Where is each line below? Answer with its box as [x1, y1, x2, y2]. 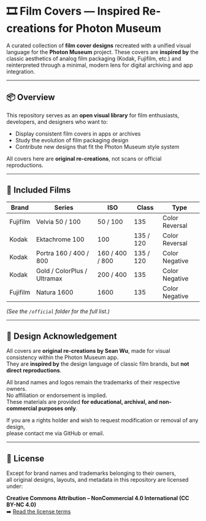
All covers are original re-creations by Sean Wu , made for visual [6, 347, 170, 355]
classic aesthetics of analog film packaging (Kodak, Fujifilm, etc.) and [6, 55, 181, 62]
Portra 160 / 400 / [36, 249, 90, 257]
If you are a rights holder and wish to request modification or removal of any [6, 417, 199, 424]
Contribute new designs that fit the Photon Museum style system [15, 143, 180, 150]
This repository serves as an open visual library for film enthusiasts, [6, 111, 180, 119]
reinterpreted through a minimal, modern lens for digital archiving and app [6, 61, 193, 69]
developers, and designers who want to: [6, 118, 109, 125]
